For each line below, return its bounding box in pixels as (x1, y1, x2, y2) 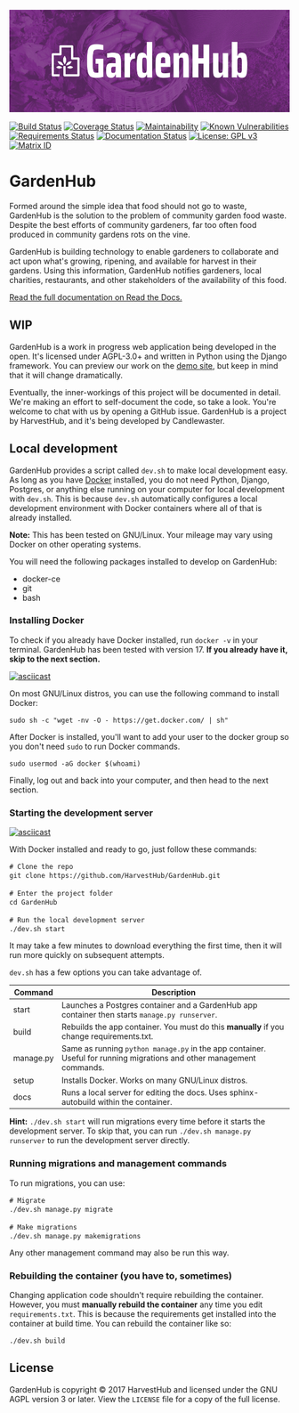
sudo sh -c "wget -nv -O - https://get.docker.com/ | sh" (9, 716, 229, 725)
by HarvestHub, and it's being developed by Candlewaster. (9, 415, 225, 426)
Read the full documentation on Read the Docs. (9, 291, 182, 303)
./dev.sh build (9, 1336, 66, 1345)
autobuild (61, 1096, 96, 1107)
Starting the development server (9, 807, 154, 819)
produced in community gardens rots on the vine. (9, 229, 190, 240)
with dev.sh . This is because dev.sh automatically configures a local (9, 493, 258, 504)
